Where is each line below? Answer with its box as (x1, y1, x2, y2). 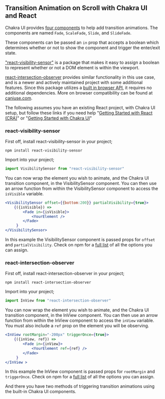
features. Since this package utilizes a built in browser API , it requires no (5, 85, 152, 91)
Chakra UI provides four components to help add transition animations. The (5, 25, 158, 31)
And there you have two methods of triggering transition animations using (5, 383, 155, 389)
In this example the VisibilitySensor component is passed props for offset (5, 237, 155, 243)
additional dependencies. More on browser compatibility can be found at (5, 90, 153, 95)
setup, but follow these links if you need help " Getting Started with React (5, 110, 153, 116)
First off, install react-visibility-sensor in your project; (5, 139, 113, 145)
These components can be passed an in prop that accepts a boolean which (5, 39, 159, 45)
